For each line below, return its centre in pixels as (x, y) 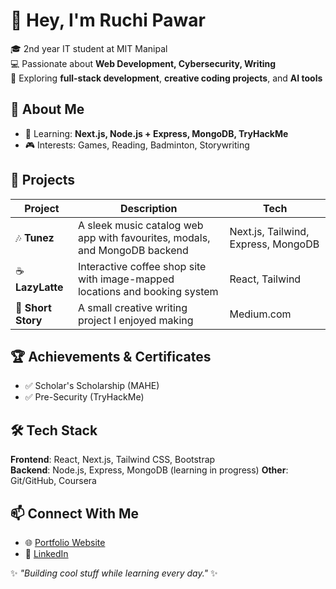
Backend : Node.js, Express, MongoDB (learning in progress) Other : (149, 470)
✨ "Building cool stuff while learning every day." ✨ (114, 573)
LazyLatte (39, 287)
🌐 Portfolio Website (65, 542)
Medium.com (260, 314)
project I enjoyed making (135, 320)
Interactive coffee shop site (142, 266)
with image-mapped (126, 279)
